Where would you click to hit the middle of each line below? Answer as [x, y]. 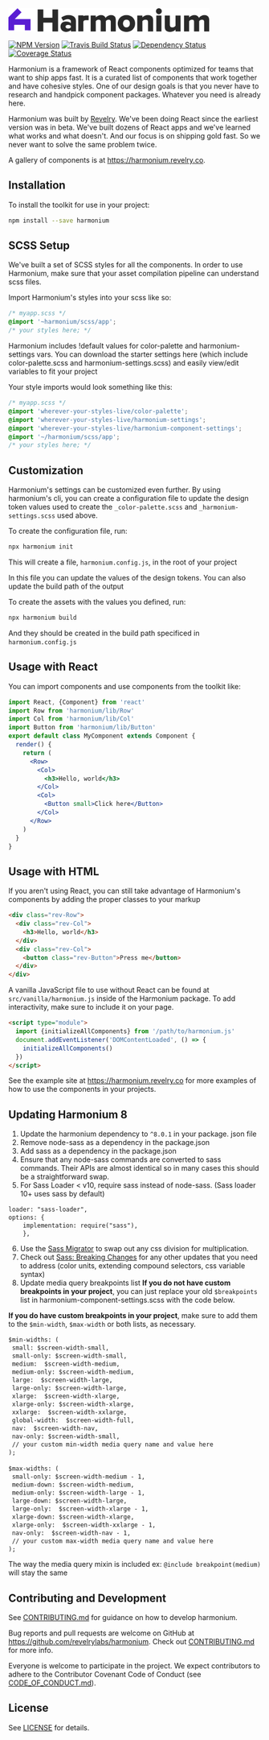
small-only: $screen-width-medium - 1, [79, 1477]
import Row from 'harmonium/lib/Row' [71, 711]
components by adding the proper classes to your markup [104, 899]
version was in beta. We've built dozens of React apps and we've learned [130, 127]
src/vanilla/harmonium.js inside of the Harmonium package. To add [122, 998]
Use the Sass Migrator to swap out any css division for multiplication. [134, 1249]
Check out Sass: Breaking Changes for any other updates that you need [139, 1257]
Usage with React [53, 667]
